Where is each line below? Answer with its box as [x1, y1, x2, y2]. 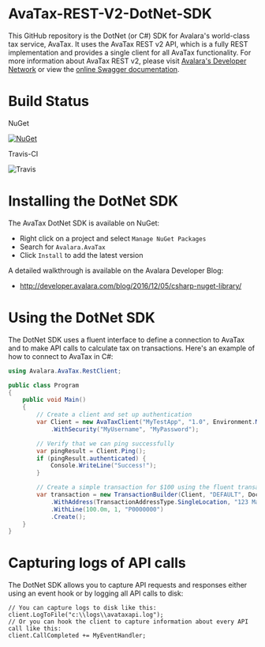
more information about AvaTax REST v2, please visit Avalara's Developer [8, 56, 247, 66]
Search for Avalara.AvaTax [19, 242, 106, 252]
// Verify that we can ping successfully [36, 440, 175, 448]
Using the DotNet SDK [8, 309, 155, 327]
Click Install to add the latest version [19, 250, 144, 259]
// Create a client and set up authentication [36, 411, 192, 419]
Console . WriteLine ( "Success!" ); [50, 462, 157, 470]
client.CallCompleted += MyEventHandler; [8, 632, 147, 640]
